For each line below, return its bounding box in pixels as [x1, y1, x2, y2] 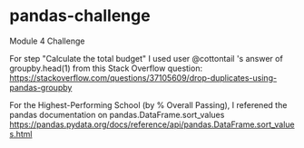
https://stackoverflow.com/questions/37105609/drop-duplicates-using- [9, 72, 278, 83]
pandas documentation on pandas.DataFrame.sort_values [9, 109, 225, 120]
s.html [9, 128, 33, 139]
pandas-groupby [9, 82, 73, 93]
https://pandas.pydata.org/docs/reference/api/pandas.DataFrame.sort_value [9, 119, 295, 130]
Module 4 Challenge [9, 35, 85, 46]
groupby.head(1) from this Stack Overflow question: [9, 63, 202, 74]
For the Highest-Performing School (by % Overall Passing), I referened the [9, 99, 288, 110]
